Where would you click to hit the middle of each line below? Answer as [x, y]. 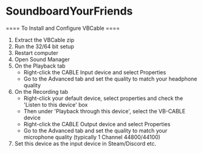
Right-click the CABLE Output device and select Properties [97, 124]
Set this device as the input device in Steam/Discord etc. [85, 143]
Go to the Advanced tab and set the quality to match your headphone [110, 79]
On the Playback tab [40, 66]
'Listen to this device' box [56, 104]
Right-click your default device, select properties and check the [103, 98]
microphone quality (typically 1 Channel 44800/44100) [92, 137]
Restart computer [36, 52]
